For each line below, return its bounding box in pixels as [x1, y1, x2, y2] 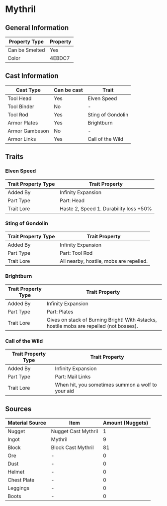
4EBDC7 [49, 55, 70, 61]
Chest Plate [7, 477, 35, 484]
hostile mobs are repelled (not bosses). [46, 323, 138, 330]
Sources [5, 405, 32, 413]
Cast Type [15, 86, 41, 93]
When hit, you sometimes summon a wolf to [55, 381, 158, 388]
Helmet [7, 469, 25, 476]
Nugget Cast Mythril [51, 428, 98, 435]
